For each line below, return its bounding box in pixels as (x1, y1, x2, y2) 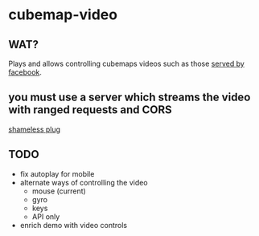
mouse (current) (31, 186, 86, 196)
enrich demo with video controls (19, 220, 127, 230)
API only (31, 211, 60, 222)
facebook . (8, 67, 43, 77)
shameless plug (8, 124, 61, 134)
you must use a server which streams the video (8, 91, 251, 104)
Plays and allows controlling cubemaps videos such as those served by (8, 59, 245, 68)
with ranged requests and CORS (8, 103, 172, 117)
